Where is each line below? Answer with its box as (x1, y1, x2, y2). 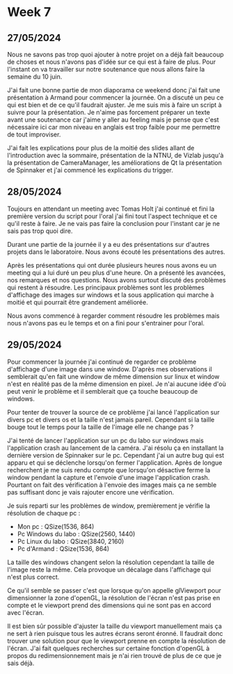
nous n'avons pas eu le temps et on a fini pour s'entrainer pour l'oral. (7, 319, 205, 327)
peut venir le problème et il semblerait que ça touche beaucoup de (7, 387, 198, 395)
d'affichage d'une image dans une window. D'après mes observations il (7, 364, 212, 373)
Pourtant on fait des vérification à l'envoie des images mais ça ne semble (7, 481, 217, 489)
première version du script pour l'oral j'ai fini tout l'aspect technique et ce (7, 211, 218, 220)
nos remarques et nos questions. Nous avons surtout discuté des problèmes (7, 275, 226, 284)
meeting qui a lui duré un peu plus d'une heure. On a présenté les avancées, (7, 268, 226, 277)
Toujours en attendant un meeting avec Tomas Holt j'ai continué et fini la (7, 204, 215, 213)
